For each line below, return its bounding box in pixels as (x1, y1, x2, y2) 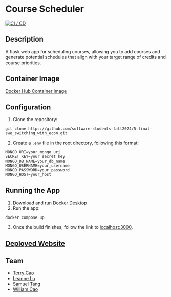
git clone (5, 126, 27, 131)
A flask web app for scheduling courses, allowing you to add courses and (5, 48, 160, 54)
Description (5, 35, 44, 44)
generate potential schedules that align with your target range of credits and (5, 54, 166, 60)
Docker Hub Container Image (5, 88, 67, 94)
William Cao (12, 286, 38, 292)
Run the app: (12, 205, 40, 211)
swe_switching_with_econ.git (5, 131, 68, 136)
